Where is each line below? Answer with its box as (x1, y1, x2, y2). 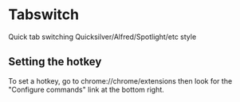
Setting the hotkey (8, 55, 102, 69)
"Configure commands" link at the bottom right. (8, 84, 165, 94)
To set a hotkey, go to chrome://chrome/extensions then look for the (8, 76, 233, 85)
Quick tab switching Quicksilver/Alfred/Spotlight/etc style (8, 32, 197, 41)
